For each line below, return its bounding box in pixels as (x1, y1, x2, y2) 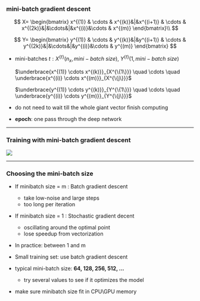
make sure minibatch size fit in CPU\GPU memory (14, 288, 137, 295)
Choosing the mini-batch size (6, 169, 93, 178)
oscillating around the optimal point (23, 224, 111, 231)
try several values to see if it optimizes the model (23, 277, 144, 284)
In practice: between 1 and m (14, 242, 86, 249)
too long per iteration (23, 201, 76, 208)
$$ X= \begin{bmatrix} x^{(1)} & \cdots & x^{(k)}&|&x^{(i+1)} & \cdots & (14, 18, 186, 26)
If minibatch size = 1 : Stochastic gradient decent (14, 212, 135, 219)
